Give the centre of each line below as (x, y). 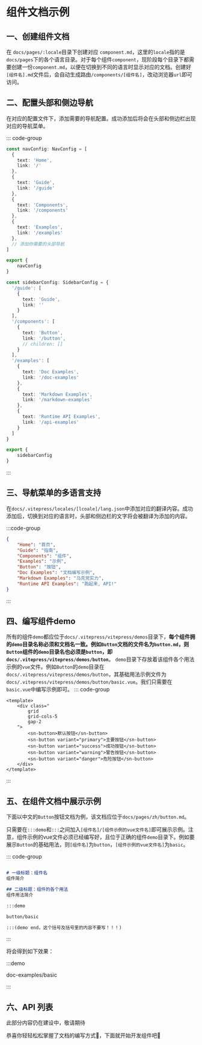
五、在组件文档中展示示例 (54, 801)
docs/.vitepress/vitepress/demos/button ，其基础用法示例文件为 (87, 675)
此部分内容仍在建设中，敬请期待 (46, 1023)
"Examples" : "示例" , (42, 562)
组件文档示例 (38, 12)
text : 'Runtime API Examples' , (61, 417)
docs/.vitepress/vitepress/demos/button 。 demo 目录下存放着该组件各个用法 (100, 660)
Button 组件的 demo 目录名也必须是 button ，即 (60, 652)
